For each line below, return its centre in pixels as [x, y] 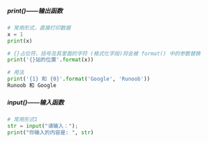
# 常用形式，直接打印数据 [39, 28]
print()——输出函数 [35, 10]
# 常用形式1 [23, 119]
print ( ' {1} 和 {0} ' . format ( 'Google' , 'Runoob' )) [79, 79]
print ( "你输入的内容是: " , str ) [51, 133]
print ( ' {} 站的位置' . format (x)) [51, 60]
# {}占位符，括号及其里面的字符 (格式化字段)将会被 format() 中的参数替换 [104, 53]
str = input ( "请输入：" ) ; [43, 126]
